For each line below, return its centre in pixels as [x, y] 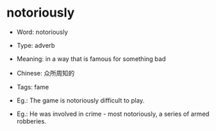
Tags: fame [33, 87]
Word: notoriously [42, 32]
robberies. [31, 121]
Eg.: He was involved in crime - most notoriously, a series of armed [113, 114]
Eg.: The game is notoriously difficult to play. [80, 100]
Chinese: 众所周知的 [45, 73]
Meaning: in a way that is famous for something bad [91, 59]
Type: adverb [36, 45]
